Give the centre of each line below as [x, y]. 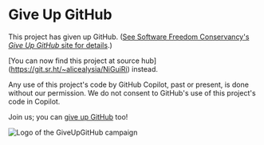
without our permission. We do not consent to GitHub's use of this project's [132, 92]
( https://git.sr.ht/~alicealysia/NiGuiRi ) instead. [83, 69]
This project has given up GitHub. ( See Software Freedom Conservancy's [129, 37]
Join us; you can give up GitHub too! [68, 116]
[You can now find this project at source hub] [83, 61]
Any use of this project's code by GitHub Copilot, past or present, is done [129, 84]
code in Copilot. [34, 101]
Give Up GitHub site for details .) [61, 45]
